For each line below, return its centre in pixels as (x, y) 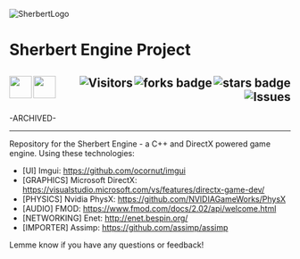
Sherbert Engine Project (100, 50)
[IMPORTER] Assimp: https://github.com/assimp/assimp (125, 227)
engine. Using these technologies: (72, 153)
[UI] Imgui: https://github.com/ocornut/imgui (104, 171)
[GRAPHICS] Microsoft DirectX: (79, 180)
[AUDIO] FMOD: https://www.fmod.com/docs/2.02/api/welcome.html (149, 209)
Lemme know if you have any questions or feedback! (107, 245)
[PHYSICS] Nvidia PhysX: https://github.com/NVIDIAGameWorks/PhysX (154, 199)
